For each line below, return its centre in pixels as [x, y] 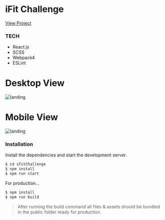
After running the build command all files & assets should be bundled [89, 206]
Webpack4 [24, 58]
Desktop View [35, 83]
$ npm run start [22, 174]
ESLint [19, 63]
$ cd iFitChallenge [26, 164]
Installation [19, 144]
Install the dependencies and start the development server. [66, 155]
